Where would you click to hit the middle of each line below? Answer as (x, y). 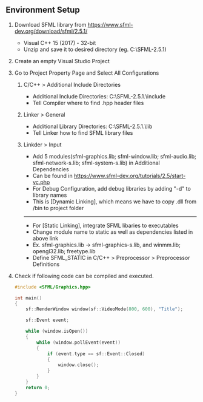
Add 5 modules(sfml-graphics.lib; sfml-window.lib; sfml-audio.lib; (114, 156)
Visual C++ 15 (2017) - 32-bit (60, 43)
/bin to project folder (58, 208)
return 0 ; (38, 387)
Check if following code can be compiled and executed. (84, 276)
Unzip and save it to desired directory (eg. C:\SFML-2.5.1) (95, 49)
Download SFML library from (50, 24)
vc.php (41, 182)
